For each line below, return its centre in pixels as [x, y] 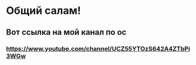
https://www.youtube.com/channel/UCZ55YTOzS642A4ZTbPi [98, 49]
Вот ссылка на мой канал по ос [66, 32]
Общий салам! [43, 11]
